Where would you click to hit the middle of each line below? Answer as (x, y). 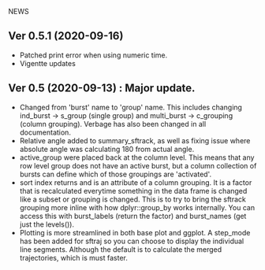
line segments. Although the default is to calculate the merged (121, 249)
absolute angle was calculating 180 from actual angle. (107, 149)
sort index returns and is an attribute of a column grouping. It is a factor (136, 182)
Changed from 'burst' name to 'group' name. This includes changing (131, 107)
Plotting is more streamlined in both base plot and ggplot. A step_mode (135, 232)
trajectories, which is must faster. (73, 257)
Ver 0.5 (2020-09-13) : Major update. (102, 89)
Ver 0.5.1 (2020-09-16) (66, 36)
